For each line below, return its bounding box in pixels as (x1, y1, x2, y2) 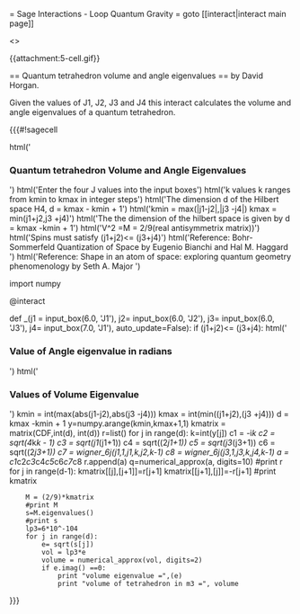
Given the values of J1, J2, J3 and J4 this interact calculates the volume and (9, 97, 292, 108)
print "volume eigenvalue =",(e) (57, 571, 182, 580)
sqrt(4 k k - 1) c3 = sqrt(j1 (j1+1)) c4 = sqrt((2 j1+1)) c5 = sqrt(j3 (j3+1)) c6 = (9, 437, 276, 448)
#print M (25, 500, 58, 510)
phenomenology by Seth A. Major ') (9, 261, 141, 271)
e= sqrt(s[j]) (41, 539, 94, 548)
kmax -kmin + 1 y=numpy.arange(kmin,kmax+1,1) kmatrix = (9, 418, 226, 429)
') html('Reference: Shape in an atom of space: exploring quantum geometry (9, 252, 292, 263)
